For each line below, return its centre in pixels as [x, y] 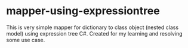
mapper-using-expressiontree [83, 11]
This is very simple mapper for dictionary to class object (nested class [93, 27]
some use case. [26, 40]
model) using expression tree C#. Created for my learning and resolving [95, 33]
